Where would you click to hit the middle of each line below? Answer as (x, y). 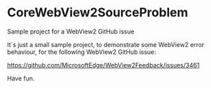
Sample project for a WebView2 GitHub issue (71, 31)
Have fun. (21, 78)
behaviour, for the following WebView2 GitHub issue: (82, 52)
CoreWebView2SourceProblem (98, 13)
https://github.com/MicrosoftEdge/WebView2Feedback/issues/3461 (103, 65)
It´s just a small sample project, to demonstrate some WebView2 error (106, 44)
